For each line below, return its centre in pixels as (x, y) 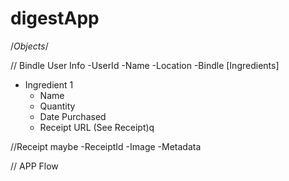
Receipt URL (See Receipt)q (97, 127)
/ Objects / (29, 46)
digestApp (55, 18)
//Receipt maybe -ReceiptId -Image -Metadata (106, 146)
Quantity (57, 106)
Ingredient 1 (49, 84)
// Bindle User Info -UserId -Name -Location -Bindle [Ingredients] (145, 65)
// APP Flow (34, 166)
